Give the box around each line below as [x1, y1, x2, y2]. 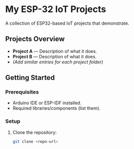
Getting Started [5, 73, 55, 82]
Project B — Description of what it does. [12, 53, 97, 59]
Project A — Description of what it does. [12, 48, 97, 54]
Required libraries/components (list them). [12, 105, 101, 111]
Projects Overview [5, 35, 65, 43]
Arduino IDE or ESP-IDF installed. [12, 100, 82, 106]
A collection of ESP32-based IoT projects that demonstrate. [5, 20, 129, 26]
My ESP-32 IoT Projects [5, 4, 106, 15]
